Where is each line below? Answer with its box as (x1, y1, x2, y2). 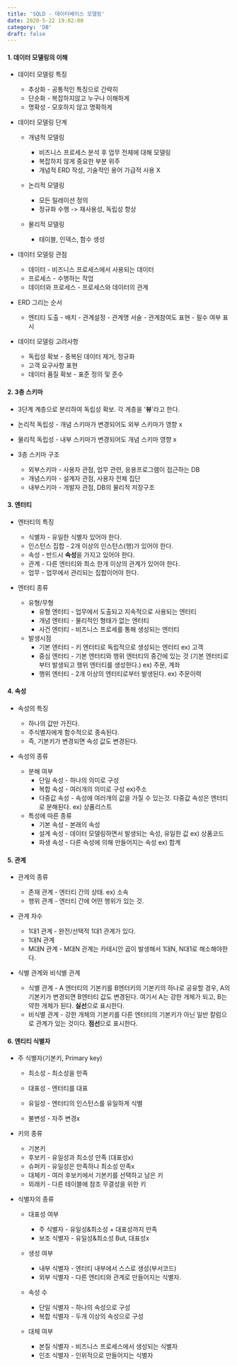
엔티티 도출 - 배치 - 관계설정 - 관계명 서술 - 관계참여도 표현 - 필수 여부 (28, 313, 221, 322)
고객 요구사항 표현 (28, 361, 78, 370)
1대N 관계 (28, 936, 55, 944)
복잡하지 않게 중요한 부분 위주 (38, 157, 120, 165)
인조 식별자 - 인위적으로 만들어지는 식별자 (38, 1351, 154, 1360)
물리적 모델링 (28, 220, 65, 229)
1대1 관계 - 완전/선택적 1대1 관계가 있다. (28, 927, 136, 936)
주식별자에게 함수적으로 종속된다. (28, 728, 120, 737)
